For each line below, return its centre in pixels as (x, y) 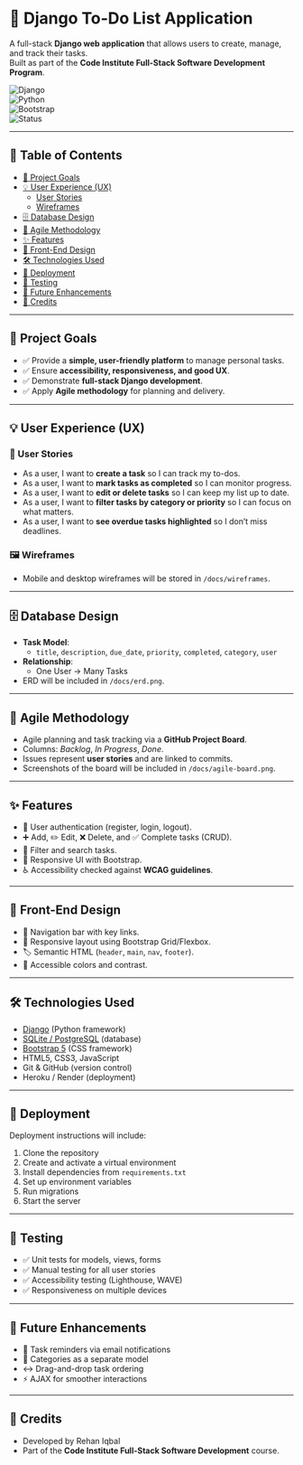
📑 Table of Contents (66, 156)
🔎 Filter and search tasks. (69, 850)
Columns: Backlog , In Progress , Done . (93, 749)
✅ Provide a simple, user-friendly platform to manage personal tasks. (153, 360)
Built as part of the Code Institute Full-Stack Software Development (138, 62)
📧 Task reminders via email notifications (96, 1349)
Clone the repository (60, 1153)
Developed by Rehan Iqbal (71, 1441)
